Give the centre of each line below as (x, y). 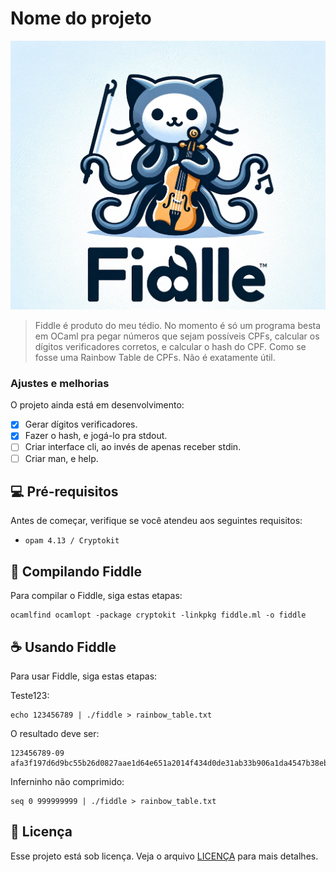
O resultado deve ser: (55, 734)
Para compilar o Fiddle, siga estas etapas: (96, 596)
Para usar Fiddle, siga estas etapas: (84, 676)
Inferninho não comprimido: (67, 782)
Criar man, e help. (61, 458)
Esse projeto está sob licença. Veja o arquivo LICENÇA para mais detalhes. (164, 856)
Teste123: (30, 696)
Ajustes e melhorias (60, 383)
